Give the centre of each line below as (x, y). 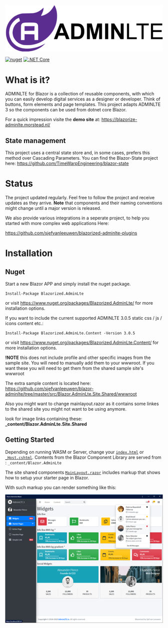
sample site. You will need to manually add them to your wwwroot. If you (80, 363)
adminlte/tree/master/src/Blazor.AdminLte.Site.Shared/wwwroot (71, 394)
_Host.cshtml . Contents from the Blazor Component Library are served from (83, 457)
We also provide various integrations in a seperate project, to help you (77, 218)
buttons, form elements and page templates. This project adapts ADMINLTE (83, 104)
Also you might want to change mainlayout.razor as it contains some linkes (82, 404)
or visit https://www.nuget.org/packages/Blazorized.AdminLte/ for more (79, 303)
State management (35, 141)
